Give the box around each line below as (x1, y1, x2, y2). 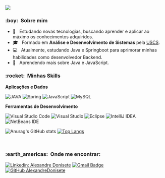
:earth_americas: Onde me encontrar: (5, 150, 101, 157)
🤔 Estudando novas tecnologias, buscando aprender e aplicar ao (12, 28, 150, 35)
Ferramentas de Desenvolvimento (5, 103, 78, 109)
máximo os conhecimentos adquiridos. (12, 34, 93, 40)
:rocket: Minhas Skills (5, 72, 61, 79)
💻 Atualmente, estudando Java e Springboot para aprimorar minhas (12, 47, 157, 53)
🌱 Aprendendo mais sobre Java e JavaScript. (12, 60, 109, 66)
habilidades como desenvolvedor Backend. (12, 54, 102, 61)
